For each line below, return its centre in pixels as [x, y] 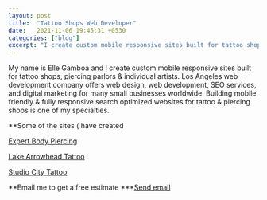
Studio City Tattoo [38, 172]
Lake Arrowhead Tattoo [46, 157]
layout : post [30, 16]
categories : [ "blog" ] [44, 38]
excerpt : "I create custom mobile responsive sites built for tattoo [126, 45]
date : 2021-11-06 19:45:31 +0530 [67, 30]
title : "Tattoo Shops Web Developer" [72, 23]
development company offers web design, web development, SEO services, [132, 85]
